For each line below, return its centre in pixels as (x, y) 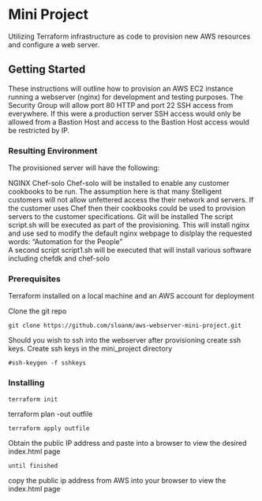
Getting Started (47, 70)
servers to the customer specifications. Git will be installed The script (121, 217)
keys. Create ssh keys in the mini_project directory (90, 349)
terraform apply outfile (49, 428)
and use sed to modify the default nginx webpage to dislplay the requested (130, 233)
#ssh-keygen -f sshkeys (47, 363)
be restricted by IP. (39, 130)
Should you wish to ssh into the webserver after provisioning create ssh (125, 340)
